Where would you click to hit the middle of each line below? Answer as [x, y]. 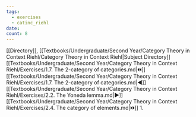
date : [13, 28]
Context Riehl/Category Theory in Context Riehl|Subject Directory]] [88, 57]
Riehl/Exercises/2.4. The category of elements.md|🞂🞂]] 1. [75, 108]
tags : [13, 12]
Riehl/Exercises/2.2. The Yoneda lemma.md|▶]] [65, 95]
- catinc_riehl [30, 23]
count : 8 [17, 34]
